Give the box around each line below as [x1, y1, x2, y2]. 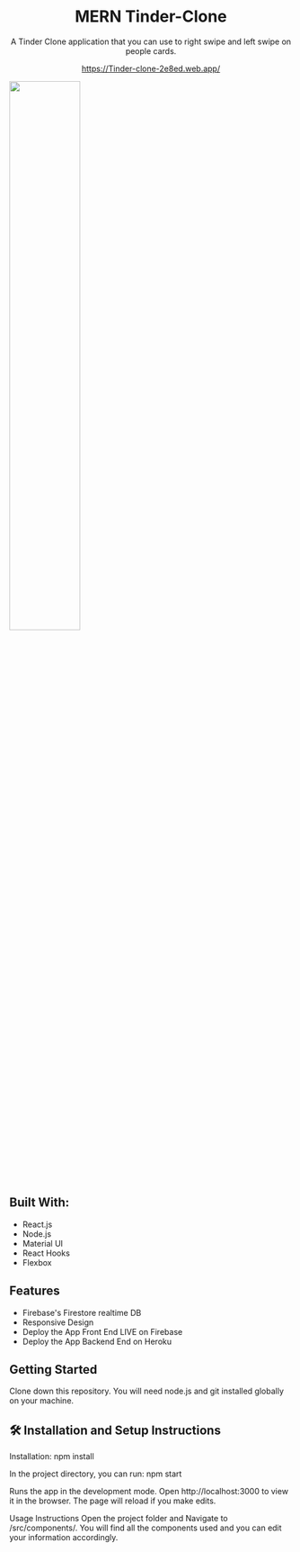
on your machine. [9, 1395, 75, 1406]
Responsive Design [22, 1317, 94, 1328]
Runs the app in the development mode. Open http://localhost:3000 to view [9, 1486, 289, 1497]
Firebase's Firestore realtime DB [22, 1307, 142, 1318]
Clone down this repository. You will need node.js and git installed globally [9, 1385, 285, 1397]
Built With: [9, 1195, 70, 1211]
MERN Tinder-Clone [75, 6, 227, 27]
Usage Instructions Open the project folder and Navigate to [9, 1513, 228, 1524]
